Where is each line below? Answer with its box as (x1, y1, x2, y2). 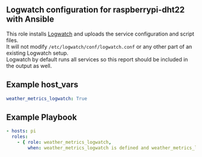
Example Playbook (6, 112, 77, 122)
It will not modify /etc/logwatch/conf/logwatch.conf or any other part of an (6, 43, 192, 50)
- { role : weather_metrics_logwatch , (17, 140, 112, 146)
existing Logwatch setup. (6, 49, 69, 57)
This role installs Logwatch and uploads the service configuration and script (6, 30, 194, 37)
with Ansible (6, 14, 54, 25)
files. (6, 36, 19, 44)
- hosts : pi (6, 128, 36, 134)
